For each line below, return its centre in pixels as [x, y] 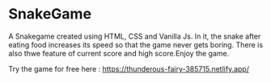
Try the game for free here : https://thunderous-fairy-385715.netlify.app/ [129, 68]
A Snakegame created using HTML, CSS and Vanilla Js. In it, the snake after [135, 36]
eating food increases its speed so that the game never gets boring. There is [136, 44]
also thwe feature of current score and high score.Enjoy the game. [119, 53]
